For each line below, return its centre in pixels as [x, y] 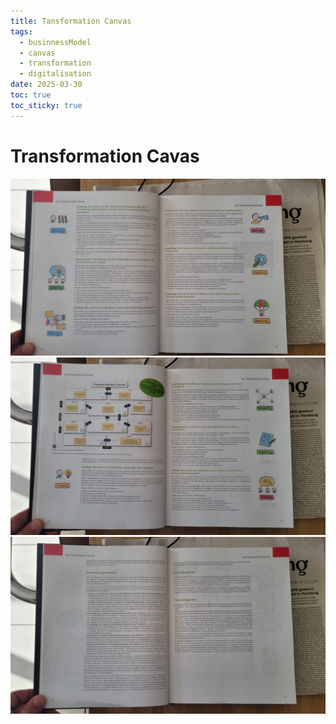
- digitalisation [55, 74]
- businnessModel [55, 42]
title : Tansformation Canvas [71, 21]
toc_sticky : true [46, 105]
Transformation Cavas [105, 156]
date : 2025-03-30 [46, 85]
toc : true [31, 95]
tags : [21, 31]
